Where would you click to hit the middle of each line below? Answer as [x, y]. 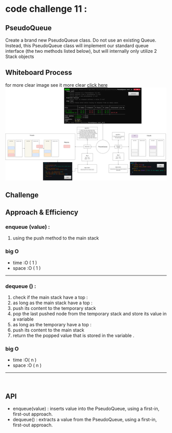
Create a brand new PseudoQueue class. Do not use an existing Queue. [81, 40]
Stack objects [20, 56]
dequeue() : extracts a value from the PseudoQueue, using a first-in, [85, 419]
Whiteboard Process [39, 73]
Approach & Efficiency [42, 212]
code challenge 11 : [46, 9]
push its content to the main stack [48, 330]
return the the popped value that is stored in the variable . [73, 335]
